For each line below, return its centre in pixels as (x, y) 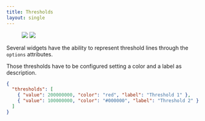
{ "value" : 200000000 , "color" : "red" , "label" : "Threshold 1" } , (104, 95)
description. (21, 72)
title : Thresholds (30, 12)
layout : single (26, 18)
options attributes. (30, 54)
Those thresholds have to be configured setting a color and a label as (94, 66)
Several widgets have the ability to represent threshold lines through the (97, 48)
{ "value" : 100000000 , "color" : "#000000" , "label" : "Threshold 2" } (108, 101)
